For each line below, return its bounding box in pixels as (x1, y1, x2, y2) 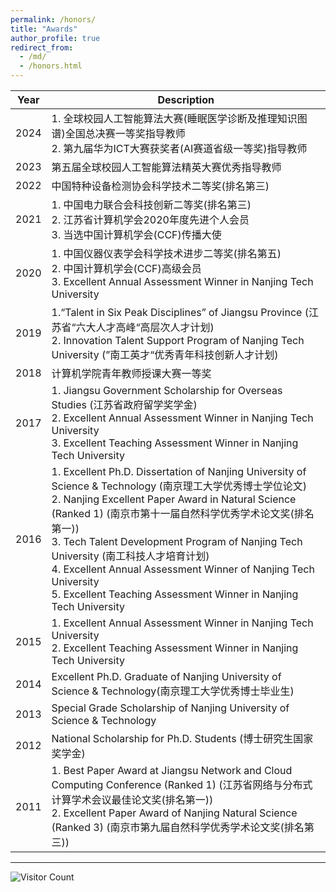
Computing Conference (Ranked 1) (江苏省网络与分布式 (51, 778, 313, 791)
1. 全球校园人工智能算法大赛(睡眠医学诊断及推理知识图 (51, 112, 308, 125)
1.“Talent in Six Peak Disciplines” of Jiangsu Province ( (51, 306, 309, 319)
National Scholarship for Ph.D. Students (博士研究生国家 (51, 732, 314, 745)
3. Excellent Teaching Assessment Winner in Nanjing (51, 436, 299, 450)
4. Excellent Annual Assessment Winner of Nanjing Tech (51, 562, 315, 576)
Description (157, 93, 215, 106)
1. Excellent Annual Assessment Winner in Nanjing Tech (51, 616, 314, 630)
